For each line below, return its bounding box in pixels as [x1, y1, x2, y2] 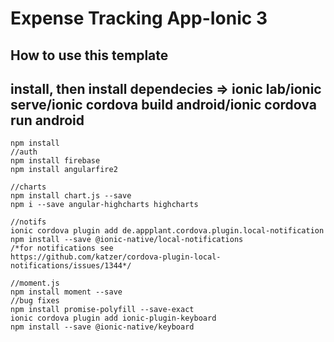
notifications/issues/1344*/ [10, 261, 132, 271]
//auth [10, 147, 38, 157]
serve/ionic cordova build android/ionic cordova [10, 96, 317, 113]
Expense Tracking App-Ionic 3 [10, 7, 268, 30]
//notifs [10, 217, 47, 227]
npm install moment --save [10, 287, 123, 297]
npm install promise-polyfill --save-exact [10, 305, 195, 315]
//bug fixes [10, 296, 60, 306]
